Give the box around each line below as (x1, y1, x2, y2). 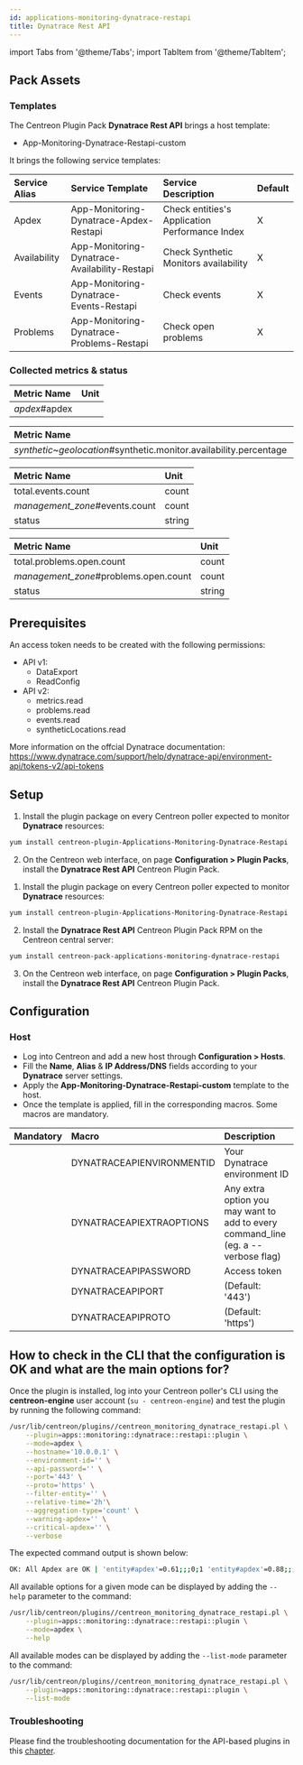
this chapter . (9, 1745, 56, 1756)
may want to (224, 1206, 277, 1218)
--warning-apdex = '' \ (25, 1514, 106, 1523)
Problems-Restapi (70, 337, 149, 350)
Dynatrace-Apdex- (70, 214, 154, 226)
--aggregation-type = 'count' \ (25, 1506, 140, 1515)
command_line (224, 1228, 287, 1241)
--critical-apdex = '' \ (25, 1522, 111, 1532)
